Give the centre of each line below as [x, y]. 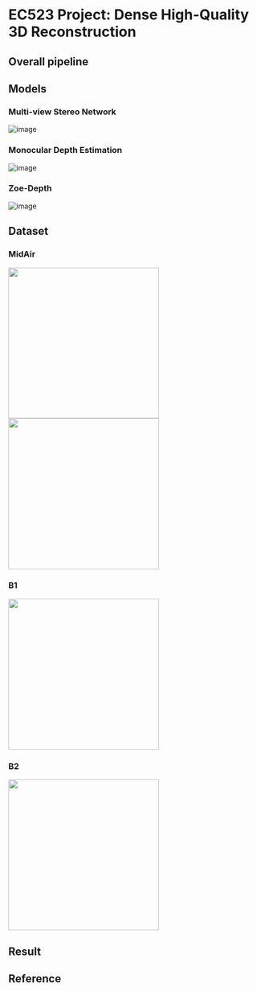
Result [25, 951]
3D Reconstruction [72, 32]
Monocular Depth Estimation [65, 150]
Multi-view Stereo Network [62, 112]
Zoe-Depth [30, 188]
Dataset [29, 231]
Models [27, 89]
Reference [35, 979]
